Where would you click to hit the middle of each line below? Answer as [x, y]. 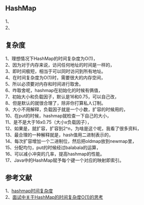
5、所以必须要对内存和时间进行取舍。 [44, 84]
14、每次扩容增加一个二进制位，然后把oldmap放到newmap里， [71, 141]
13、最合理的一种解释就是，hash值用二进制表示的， [59, 135]
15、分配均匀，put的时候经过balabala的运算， [53, 148]
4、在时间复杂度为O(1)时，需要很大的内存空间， [55, 77]
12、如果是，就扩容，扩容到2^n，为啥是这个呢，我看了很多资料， [74, 128]
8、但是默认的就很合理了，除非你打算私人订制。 [56, 103]
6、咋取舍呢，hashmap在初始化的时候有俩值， [54, 90]
